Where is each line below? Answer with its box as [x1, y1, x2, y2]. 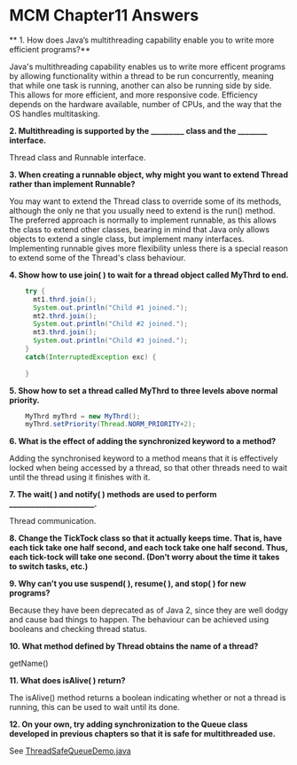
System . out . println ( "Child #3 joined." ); [32, 336, 189, 346]
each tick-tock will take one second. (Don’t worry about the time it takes [9, 551, 280, 563]
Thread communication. [9, 516, 97, 527]
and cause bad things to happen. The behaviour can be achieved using [9, 614, 270, 625]
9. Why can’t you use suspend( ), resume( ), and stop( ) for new [9, 578, 246, 589]
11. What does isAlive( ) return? [9, 675, 126, 686]
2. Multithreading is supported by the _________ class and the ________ [9, 125, 268, 136]
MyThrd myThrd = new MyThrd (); [25, 411, 141, 421]
